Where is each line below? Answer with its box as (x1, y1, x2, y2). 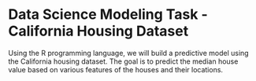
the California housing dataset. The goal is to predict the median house (8, 57, 239, 66)
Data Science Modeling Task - (8, 6, 209, 24)
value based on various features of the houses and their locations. (8, 64, 223, 74)
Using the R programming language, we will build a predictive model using (8, 48, 250, 57)
